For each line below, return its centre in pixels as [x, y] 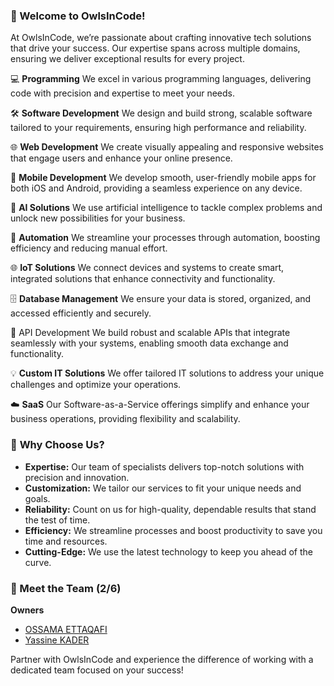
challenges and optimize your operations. [96, 385]
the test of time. [57, 520]
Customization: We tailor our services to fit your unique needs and [163, 488]
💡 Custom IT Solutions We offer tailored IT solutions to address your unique [167, 373]
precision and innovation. [77, 477]
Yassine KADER [57, 640]
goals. [37, 498]
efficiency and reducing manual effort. [89, 248]
